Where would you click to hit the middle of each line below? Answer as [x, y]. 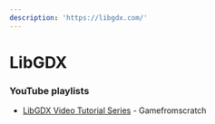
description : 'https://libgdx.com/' [78, 18]
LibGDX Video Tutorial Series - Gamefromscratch [114, 110]
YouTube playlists [49, 91]
